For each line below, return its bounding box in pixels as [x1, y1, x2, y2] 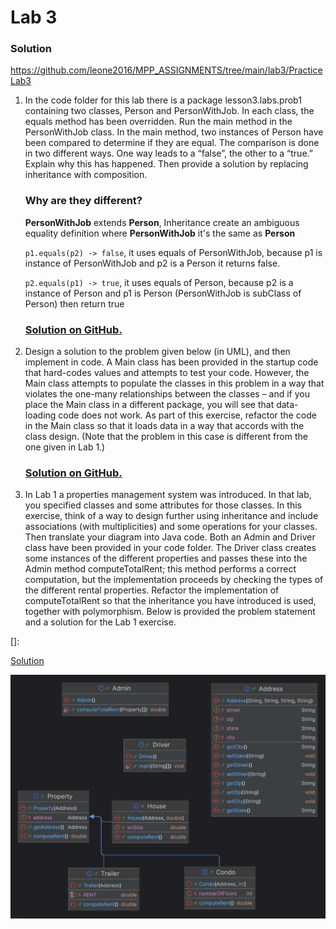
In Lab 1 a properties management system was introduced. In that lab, [24, 489, 312, 501]
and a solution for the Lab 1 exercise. [24, 616, 177, 628]
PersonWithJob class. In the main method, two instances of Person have [24, 126, 324, 138]
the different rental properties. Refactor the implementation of [24, 584, 280, 596]
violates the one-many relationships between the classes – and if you [24, 388, 310, 400]
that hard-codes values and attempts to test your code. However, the [24, 367, 310, 379]
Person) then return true [24, 297, 125, 310]
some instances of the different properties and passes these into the [24, 552, 308, 565]
